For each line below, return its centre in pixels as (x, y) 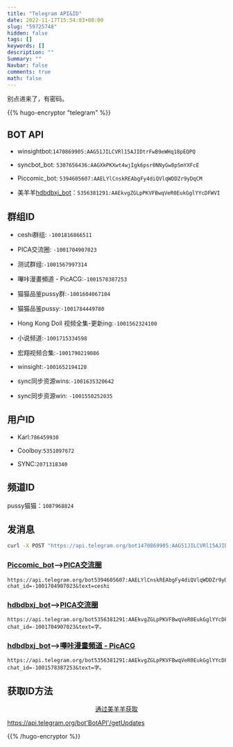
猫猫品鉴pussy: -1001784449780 (61, 309)
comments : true (29, 72)
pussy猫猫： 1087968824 (41, 505)
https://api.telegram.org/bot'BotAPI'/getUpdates (76, 723)
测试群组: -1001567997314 (52, 264)
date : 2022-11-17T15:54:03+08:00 (55, 20)
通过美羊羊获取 (116, 709)
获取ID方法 (30, 691)
